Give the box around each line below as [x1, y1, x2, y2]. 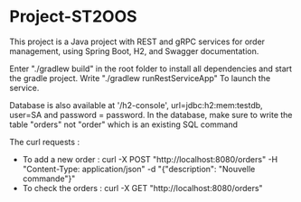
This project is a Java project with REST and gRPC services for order [9, 36, 265, 47]
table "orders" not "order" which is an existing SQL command [9, 119, 238, 130]
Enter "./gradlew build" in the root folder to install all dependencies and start [9, 63, 292, 74]
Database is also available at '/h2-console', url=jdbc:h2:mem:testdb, [9, 99, 264, 110]
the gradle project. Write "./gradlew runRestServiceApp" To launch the [9, 72, 271, 83]
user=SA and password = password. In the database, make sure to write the [9, 109, 293, 120]
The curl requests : [9, 136, 80, 147]
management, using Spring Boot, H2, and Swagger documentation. [9, 45, 259, 56]
